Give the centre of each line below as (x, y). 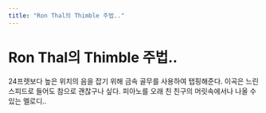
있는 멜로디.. (27, 101)
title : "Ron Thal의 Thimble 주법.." (66, 16)
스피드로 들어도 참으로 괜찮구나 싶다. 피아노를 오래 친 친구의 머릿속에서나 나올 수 (133, 91)
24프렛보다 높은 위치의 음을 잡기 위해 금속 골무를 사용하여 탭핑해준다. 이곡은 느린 (133, 81)
